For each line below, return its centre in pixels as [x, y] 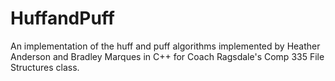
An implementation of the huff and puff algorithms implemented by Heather [165, 46]
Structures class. [45, 67]
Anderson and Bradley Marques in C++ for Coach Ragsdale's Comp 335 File [167, 56]
